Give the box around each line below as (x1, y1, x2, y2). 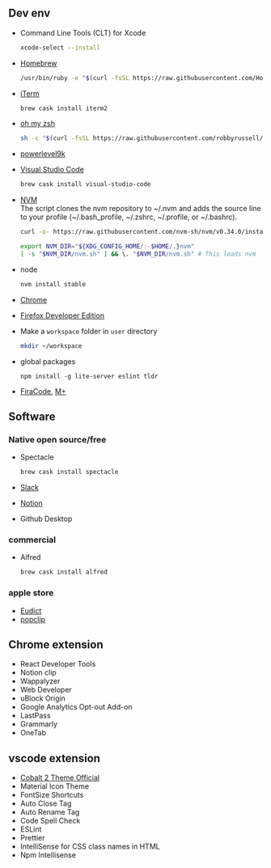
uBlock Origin (19, 693, 66, 703)
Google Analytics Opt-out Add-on (19, 702, 133, 712)
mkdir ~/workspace (19, 341, 83, 350)
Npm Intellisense (19, 850, 77, 860)
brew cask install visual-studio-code (19, 180, 151, 188)
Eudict (19, 606, 42, 616)
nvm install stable (19, 280, 87, 288)
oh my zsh (19, 119, 55, 129)
